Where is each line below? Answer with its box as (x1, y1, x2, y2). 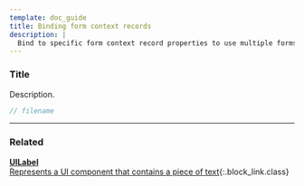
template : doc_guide (9, 13, 88, 23)
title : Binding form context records (9, 22, 152, 31)
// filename (9, 106, 54, 116)
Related (9, 136, 44, 149)
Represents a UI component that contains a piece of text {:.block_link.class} (9, 166, 290, 177)
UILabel (9, 156, 39, 167)
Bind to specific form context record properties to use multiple (17, 38, 273, 48)
